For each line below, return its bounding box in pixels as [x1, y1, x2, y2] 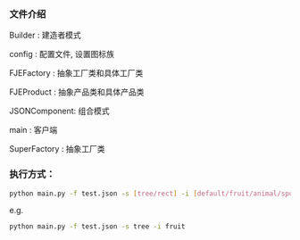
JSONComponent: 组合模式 [9, 105, 110, 117]
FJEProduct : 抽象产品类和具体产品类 [9, 87, 145, 97]
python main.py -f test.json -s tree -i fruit [9, 222, 186, 231]
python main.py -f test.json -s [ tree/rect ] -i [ [9, 189, 198, 198]
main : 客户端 [9, 125, 58, 136]
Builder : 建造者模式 [9, 29, 82, 41]
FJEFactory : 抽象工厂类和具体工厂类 [9, 68, 144, 79]
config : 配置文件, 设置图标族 [9, 49, 114, 60]
